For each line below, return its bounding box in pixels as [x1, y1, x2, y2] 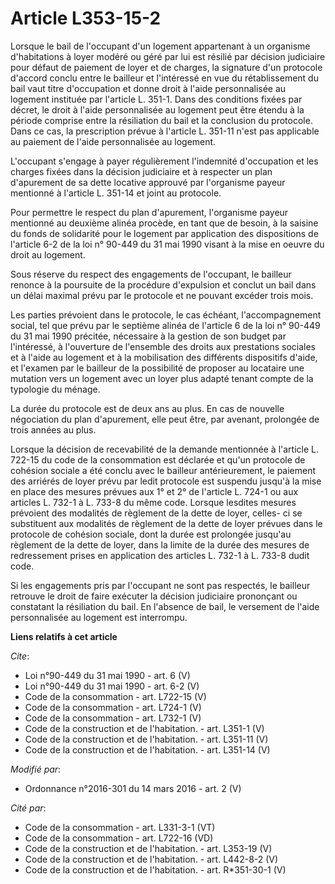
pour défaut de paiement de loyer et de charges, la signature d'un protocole [10, 61, 323, 73]
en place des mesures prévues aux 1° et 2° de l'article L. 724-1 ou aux [10, 485, 299, 497]
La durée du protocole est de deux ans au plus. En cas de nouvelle [10, 402, 285, 414]
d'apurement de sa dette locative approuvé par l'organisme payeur [10, 176, 286, 188]
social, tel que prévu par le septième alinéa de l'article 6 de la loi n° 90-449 [10, 319, 321, 331]
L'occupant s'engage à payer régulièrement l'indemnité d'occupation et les [10, 155, 319, 167]
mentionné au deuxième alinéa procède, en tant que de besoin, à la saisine [10, 217, 319, 229]
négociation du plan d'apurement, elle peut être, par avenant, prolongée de [10, 413, 320, 425]
